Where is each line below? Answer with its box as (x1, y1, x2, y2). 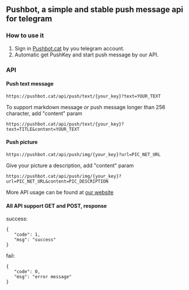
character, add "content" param (6, 110, 83, 117)
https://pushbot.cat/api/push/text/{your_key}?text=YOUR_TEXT (6, 93, 161, 99)
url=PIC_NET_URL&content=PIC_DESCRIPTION (6, 178, 109, 184)
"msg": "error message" (13, 274, 72, 280)
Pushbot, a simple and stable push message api (6, 5, 183, 15)
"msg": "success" (13, 237, 57, 243)
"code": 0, (13, 269, 41, 275)
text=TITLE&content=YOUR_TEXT (6, 126, 80, 132)
